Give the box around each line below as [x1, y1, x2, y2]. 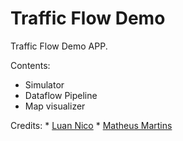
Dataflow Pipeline [24, 89, 98, 101]
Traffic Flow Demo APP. [10, 40, 108, 52]
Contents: [10, 59, 51, 71]
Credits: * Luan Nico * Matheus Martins [10, 119, 173, 131]
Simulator [24, 78, 65, 91]
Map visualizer [24, 100, 86, 112]
